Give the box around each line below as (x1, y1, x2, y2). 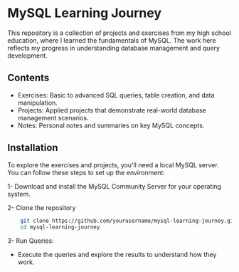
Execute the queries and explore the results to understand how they (17, 251, 217, 259)
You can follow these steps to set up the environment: (7, 168, 166, 177)
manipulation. (17, 98, 58, 107)
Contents (7, 72, 50, 84)
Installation (7, 142, 58, 154)
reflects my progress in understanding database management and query (7, 43, 221, 52)
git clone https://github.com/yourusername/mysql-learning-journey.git (20, 217, 237, 224)
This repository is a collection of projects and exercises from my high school (7, 28, 231, 37)
